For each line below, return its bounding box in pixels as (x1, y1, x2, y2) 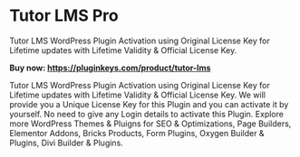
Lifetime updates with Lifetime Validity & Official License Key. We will (9, 89, 266, 100)
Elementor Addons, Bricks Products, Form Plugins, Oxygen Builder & (9, 127, 265, 138)
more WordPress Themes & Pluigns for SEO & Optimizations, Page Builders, (9, 118, 292, 129)
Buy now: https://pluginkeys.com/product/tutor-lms (9, 62, 211, 73)
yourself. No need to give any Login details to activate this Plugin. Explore (9, 108, 284, 119)
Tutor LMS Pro (9, 5, 120, 26)
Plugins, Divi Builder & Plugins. (9, 137, 124, 148)
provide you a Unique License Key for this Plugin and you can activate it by (9, 98, 289, 109)
